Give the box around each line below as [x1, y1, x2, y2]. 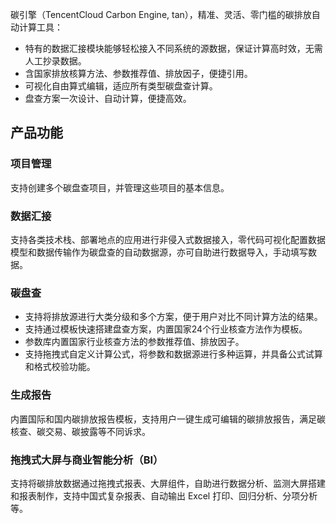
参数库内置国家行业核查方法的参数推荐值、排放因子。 [24, 336, 245, 348]
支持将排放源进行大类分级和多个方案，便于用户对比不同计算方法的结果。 [24, 311, 323, 323]
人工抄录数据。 [24, 55, 87, 67]
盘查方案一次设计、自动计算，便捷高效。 [24, 93, 192, 104]
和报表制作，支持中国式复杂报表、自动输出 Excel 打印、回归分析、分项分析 [10, 489, 318, 502]
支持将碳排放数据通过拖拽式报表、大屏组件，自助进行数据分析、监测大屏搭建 [10, 477, 326, 489]
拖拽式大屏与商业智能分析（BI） [10, 453, 164, 467]
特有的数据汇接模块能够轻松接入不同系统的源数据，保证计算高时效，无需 [24, 43, 323, 54]
